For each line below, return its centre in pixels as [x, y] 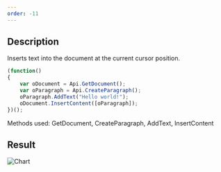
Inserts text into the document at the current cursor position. [94, 58]
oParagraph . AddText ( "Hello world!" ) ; [74, 97]
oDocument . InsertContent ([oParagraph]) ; [79, 103]
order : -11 [23, 14]
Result [22, 145]
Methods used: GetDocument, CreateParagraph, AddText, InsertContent [110, 123]
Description [33, 42]
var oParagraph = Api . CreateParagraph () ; [80, 91]
